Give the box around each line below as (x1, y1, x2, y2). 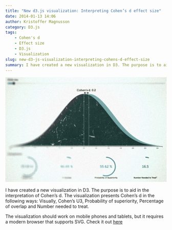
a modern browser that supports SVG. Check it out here (5, 219, 123, 225)
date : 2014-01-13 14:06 (5, 13, 56, 19)
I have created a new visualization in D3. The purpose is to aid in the (5, 187, 149, 193)
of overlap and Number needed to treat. (5, 203, 90, 210)
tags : (5, 30, 17, 35)
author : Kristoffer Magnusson (5, 19, 70, 24)
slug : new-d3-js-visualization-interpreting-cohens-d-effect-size (5, 57, 150, 62)
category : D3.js (5, 25, 40, 30)
